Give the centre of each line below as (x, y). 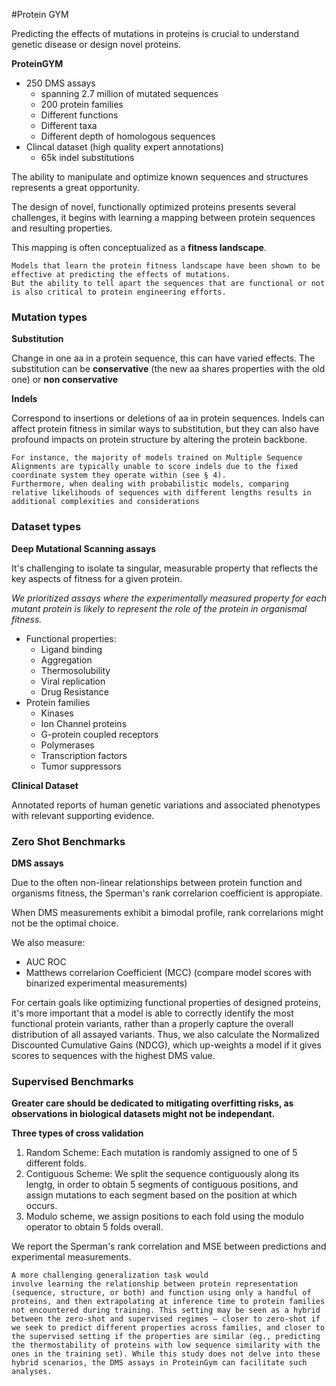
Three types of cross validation (77, 1133)
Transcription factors (84, 755)
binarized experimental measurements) (106, 983)
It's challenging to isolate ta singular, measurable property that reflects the (165, 568)
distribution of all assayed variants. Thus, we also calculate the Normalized (165, 1034)
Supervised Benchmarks (72, 1081)
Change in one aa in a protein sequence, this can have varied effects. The (163, 358)
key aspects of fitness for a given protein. (97, 578)
